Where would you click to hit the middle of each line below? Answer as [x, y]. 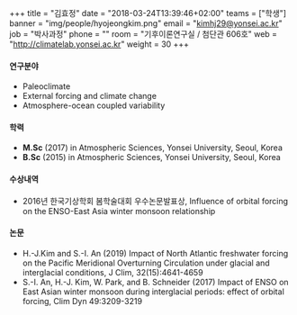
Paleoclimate [46, 86]
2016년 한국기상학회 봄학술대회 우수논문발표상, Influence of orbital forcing [155, 201]
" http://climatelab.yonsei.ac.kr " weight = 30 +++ [99, 44]
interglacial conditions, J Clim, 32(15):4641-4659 [113, 272]
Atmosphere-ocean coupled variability [94, 105]
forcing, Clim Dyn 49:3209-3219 [82, 301]
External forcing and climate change [90, 96]
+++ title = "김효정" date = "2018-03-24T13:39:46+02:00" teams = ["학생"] [148, 13]
